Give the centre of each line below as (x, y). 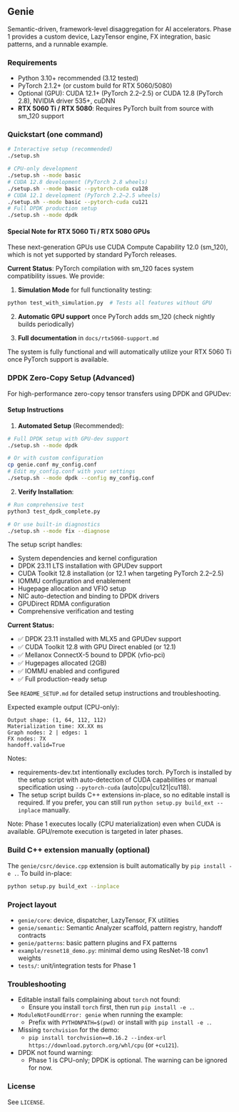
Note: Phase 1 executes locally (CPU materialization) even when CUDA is (114, 824)
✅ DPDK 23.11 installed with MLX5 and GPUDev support (100, 639)
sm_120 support (41, 116)
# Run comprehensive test (46, 505)
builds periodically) (46, 325)
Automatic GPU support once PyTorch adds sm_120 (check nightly (116, 317)
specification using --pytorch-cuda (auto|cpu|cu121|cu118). (104, 787)
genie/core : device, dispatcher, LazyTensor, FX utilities (98, 920)
